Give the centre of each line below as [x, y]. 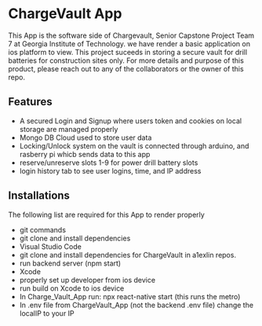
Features [30, 102]
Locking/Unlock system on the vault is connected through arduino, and [134, 145]
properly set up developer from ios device [87, 280]
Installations [39, 196]
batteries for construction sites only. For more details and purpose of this [126, 60]
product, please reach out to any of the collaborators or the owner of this [126, 68]
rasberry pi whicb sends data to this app [85, 154]
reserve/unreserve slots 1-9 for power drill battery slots [109, 163]
